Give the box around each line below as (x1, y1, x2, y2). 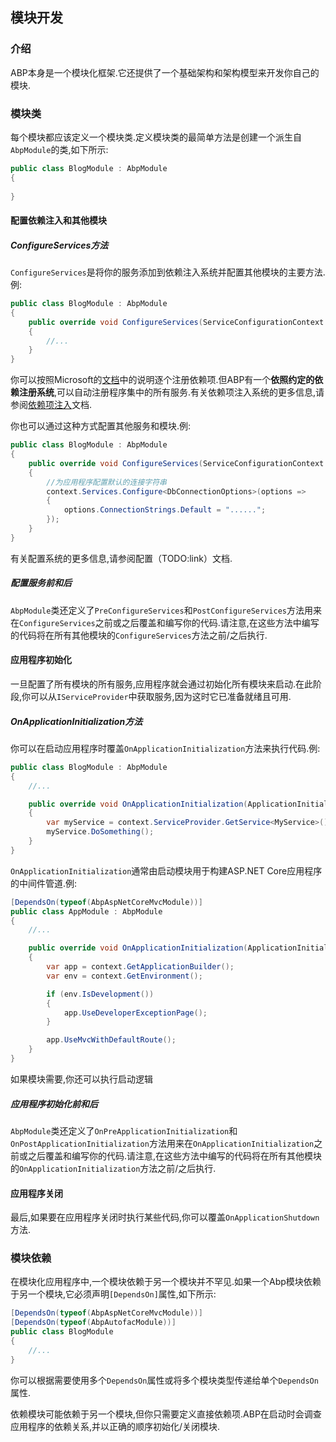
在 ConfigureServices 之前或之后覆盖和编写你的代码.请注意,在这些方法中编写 (10, 616, 320, 628)
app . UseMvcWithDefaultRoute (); (46, 1035, 177, 1045)
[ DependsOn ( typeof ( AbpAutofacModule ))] (10, 1318, 177, 1328)
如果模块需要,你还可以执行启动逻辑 (10, 1073, 154, 1085)
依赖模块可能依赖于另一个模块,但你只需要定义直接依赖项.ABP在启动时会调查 (10, 1408, 322, 1420)
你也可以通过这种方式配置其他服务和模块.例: (10, 420, 192, 432)
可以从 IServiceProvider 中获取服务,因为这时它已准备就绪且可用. (30, 690, 292, 702)
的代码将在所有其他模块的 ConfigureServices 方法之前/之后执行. (10, 629, 268, 641)
